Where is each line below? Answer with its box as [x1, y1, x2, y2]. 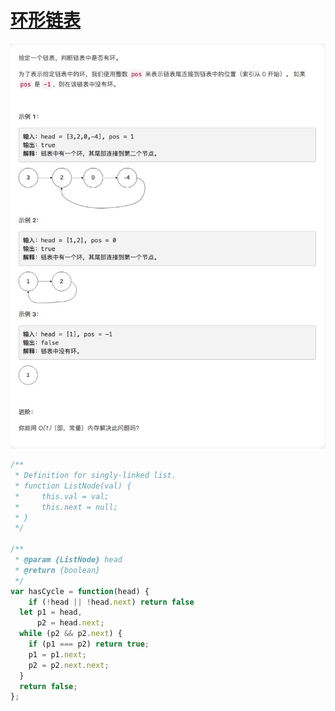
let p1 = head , [19, 607, 83, 618]
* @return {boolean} [14, 565, 101, 575]
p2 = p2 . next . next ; [28, 660, 110, 670]
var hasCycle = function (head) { [10, 586, 150, 596]
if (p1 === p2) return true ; [28, 639, 150, 649]
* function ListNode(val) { [14, 481, 132, 491]
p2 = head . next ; [36, 618, 105, 628]
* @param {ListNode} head [14, 555, 123, 565]
